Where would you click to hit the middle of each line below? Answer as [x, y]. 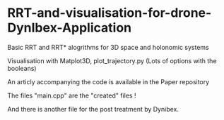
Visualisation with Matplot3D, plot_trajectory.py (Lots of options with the [112, 60]
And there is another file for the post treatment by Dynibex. [93, 109]
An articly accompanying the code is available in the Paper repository [108, 81]
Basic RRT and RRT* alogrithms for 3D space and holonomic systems [108, 47]
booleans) [22, 68]
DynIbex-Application [70, 28]
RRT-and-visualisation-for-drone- [110, 13]
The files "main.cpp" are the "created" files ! [72, 95]
